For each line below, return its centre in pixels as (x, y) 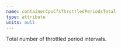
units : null (20, 22)
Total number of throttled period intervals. (56, 39)
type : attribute (26, 17)
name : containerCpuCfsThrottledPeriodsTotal (61, 11)
